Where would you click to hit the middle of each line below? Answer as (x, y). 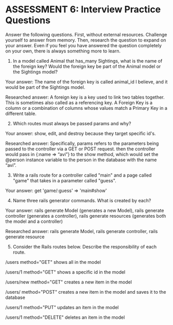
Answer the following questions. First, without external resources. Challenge (86, 34)
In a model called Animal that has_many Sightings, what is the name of (88, 61)
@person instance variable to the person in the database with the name (81, 160)
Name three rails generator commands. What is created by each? (82, 200)
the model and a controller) (34, 221)
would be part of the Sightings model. (45, 87)
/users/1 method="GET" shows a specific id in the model (65, 272)
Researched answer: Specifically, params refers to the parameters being (82, 143)
